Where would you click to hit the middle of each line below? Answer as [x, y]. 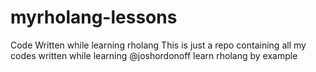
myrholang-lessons [94, 17]
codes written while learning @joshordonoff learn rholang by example [154, 55]
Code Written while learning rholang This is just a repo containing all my [158, 45]
